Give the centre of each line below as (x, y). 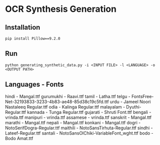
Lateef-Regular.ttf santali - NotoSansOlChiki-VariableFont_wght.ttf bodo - (79, 133)
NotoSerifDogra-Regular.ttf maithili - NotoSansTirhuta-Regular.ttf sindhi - (79, 128)
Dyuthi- (134, 107)
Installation (23, 27)
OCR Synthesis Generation (61, 9)
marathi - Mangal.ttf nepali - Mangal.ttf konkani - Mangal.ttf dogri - (73, 122)
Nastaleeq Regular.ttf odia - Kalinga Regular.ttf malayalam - (65, 107)
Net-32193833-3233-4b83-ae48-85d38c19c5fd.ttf (57, 102)
